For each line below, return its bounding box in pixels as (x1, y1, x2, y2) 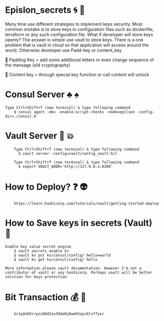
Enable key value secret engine (5, 244, 71, 249)
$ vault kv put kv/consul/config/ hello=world (14, 252, 111, 258)
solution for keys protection (5, 274, 67, 279)
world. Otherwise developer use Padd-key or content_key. (5, 47, 123, 53)
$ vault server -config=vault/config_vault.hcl (18, 151, 118, 156)
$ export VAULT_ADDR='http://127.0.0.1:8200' (18, 164, 113, 169)
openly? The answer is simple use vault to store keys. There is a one (5, 36, 143, 42)
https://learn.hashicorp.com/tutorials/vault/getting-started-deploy (14, 201, 160, 206)
